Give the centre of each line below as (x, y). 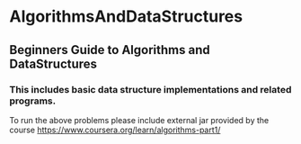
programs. (33, 101)
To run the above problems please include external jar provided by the (139, 120)
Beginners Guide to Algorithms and (110, 50)
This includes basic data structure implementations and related (150, 89)
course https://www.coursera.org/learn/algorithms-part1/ (115, 130)
